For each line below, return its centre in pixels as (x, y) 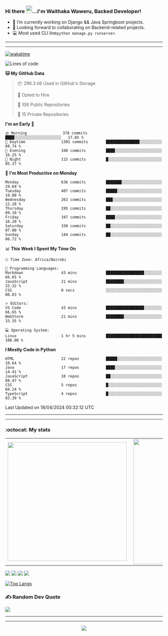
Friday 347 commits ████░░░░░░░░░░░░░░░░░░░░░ (84, 217)
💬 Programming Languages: (32, 268)
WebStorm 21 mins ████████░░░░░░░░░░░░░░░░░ (84, 317)
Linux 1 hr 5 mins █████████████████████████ (84, 336)
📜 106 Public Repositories (43, 104)
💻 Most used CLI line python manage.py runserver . (64, 33)
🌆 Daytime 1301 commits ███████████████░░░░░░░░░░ (84, 142)
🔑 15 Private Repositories (43, 114)
